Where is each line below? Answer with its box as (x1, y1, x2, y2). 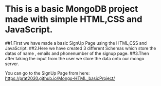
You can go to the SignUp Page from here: (5, 70, 90, 76)
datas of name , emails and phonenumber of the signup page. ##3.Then (5, 50, 149, 56)
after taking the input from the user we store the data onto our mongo (5, 55, 144, 61)
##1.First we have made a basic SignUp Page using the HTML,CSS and (5, 40, 147, 46)
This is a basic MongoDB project (5, 3, 138, 15)
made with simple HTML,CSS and (5, 14, 143, 25)
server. (5, 61, 19, 67)
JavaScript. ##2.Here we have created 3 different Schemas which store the (5, 45, 157, 51)
